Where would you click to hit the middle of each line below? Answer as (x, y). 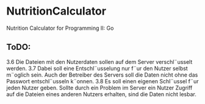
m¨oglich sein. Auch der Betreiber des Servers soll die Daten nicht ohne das (102, 75)
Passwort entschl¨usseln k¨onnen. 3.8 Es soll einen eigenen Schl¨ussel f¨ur (103, 81)
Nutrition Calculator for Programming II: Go (60, 28)
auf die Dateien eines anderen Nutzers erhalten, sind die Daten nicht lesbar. (101, 94)
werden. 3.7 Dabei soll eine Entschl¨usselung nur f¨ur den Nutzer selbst (97, 68)
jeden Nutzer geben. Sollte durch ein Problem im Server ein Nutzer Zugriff (99, 88)
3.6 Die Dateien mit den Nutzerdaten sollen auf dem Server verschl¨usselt (99, 61)
